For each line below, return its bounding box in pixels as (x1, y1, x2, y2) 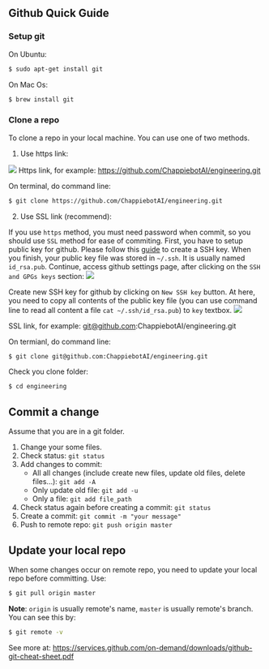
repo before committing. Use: (8, 573, 107, 583)
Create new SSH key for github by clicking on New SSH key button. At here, (8, 287, 256, 297)
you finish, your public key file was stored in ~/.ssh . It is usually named (8, 253, 246, 263)
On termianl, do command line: (8, 337, 111, 346)
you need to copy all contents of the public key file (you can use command (8, 295, 258, 305)
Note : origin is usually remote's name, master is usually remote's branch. (8, 603, 254, 613)
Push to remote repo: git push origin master (19, 520, 173, 530)
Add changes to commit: (19, 460, 103, 470)
